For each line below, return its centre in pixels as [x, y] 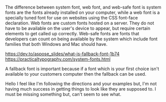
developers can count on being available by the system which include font [82, 39]
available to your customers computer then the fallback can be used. [76, 74]
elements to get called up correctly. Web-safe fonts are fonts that [72, 34]
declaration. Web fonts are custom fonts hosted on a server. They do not [80, 23]
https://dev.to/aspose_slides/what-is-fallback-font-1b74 [62, 54]
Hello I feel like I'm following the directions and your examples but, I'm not [81, 84]
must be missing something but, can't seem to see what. [63, 94]
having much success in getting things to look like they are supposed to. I [81, 89]
